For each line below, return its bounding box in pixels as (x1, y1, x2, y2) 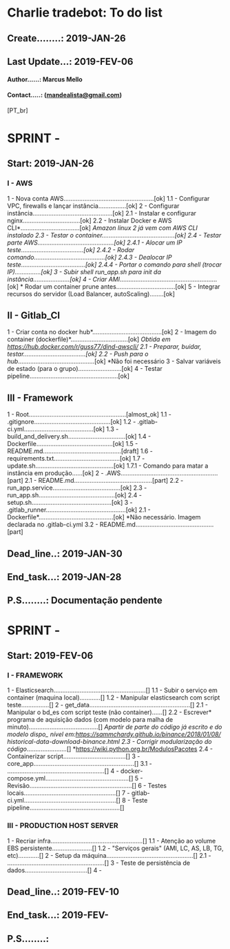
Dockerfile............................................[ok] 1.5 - (7, 440, 138, 448)
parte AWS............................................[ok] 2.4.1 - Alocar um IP (7, 238, 182, 247)
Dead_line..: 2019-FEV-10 (7, 886, 119, 897)
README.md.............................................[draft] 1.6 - (7, 447, 154, 455)
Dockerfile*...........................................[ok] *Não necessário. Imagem (7, 513, 201, 521)
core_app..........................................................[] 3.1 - (7, 760, 153, 768)
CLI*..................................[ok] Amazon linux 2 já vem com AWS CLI (7, 223, 198, 232)
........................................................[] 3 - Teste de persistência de (7, 859, 191, 867)
